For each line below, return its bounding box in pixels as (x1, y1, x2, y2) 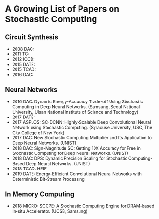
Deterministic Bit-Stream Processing (12, 176, 85, 182)
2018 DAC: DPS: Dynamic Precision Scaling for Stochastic (12, 155, 127, 161)
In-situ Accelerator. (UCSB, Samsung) (12, 208, 88, 214)
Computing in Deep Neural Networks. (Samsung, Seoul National (12, 103, 140, 110)
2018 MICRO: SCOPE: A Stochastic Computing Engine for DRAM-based (12, 203, 155, 209)
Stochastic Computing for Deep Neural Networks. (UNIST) (12, 150, 128, 156)
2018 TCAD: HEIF (12, 166, 47, 171)
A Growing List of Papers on (5, 3, 120, 15)
